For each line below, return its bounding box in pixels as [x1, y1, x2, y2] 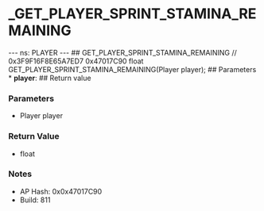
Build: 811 [19, 195, 51, 205]
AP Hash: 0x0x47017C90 [19, 186, 103, 196]
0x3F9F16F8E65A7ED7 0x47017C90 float [8, 56, 144, 66]
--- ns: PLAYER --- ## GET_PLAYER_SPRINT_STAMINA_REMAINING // [8, 48, 237, 57]
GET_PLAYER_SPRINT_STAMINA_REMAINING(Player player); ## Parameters [8, 64, 257, 74]
